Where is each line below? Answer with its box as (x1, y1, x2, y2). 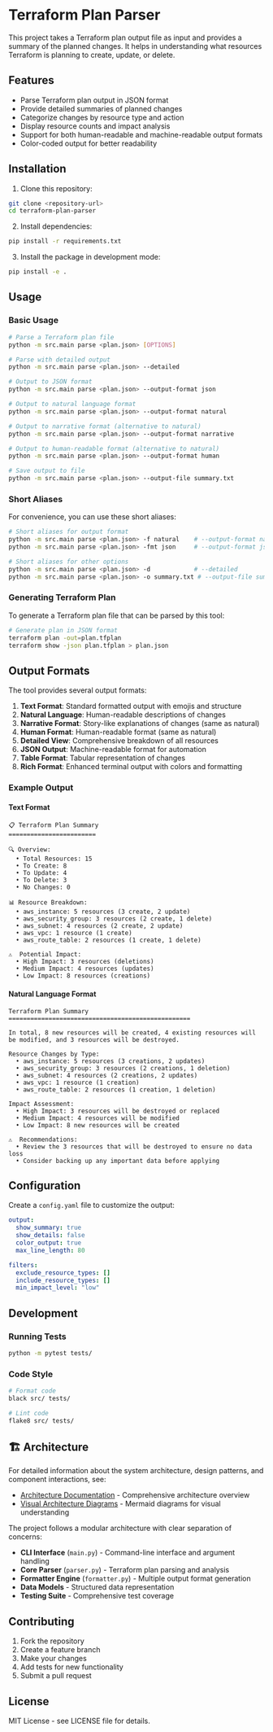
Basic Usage (8, 315, 59, 326)
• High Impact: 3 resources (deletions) (15, 958, 154, 966)
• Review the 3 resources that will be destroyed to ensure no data (15, 1142, 253, 1151)
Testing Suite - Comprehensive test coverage (19, 1591, 175, 1601)
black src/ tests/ (8, 1394, 71, 1403)
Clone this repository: (19, 183, 93, 193)
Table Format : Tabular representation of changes (19, 753, 185, 763)
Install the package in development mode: (19, 252, 161, 262)
